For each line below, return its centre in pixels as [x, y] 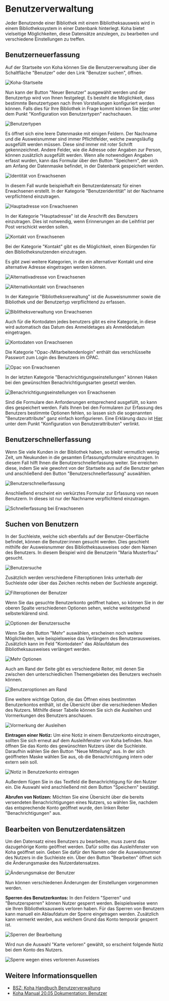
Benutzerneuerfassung [43, 55]
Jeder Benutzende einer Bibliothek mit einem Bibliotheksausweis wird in [80, 23]
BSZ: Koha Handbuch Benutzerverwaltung [57, 988]
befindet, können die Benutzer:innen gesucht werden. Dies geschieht [77, 542]
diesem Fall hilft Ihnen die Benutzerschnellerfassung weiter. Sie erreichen [81, 463]
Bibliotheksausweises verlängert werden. [48, 649]
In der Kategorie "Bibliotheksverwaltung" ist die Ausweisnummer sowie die [83, 296]
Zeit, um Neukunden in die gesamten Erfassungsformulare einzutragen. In [82, 457]
